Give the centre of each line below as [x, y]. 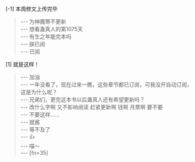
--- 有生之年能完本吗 [46, 37]
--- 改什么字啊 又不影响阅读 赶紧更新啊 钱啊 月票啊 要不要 [91, 107]
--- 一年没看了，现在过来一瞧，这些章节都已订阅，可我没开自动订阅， [106, 85]
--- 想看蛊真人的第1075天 [52, 29]
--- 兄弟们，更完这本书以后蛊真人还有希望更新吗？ [82, 100]
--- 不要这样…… [40, 115]
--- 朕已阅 [33, 44]
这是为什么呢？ [39, 92]
